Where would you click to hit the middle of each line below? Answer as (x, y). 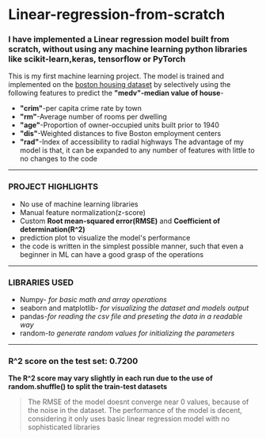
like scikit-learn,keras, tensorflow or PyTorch (97, 59)
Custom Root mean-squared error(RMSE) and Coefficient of (120, 221)
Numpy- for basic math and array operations (93, 300)
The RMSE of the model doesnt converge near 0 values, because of (138, 402)
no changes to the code (58, 159)
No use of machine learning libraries (79, 204)
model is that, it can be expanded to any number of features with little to (137, 150)
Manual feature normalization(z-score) (83, 212)
